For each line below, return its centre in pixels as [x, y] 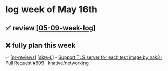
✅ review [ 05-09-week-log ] [50, 28]
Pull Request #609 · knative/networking [47, 63]
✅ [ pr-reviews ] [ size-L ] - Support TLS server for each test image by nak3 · [84, 57]
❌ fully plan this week [40, 45]
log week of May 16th [51, 9]
